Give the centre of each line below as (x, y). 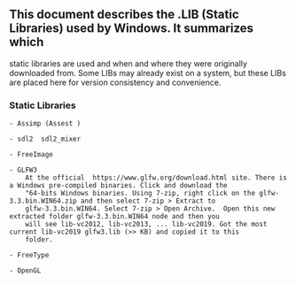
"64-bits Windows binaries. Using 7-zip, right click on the (140, 194)
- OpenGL (25, 271)
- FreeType (29, 256)
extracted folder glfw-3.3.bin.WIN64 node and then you (114, 217)
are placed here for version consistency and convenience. (115, 82)
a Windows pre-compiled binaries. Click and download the (118, 186)
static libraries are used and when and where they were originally (129, 63)
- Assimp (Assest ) (45, 124)
